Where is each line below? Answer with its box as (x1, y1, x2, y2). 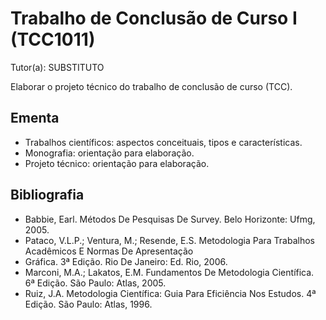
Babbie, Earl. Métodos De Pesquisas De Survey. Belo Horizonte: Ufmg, (24, 213, 316, 225)
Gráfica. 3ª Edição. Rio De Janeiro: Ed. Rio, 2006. (24, 255, 228, 267)
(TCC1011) (10, 28, 96, 51)
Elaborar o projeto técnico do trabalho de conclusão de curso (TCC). (10, 80, 293, 92)
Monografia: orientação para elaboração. (24, 147, 195, 159)
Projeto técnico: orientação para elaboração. (24, 157, 210, 169)
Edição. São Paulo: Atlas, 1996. (24, 298, 153, 310)
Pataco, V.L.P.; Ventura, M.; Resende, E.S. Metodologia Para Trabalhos (24, 234, 315, 246)
